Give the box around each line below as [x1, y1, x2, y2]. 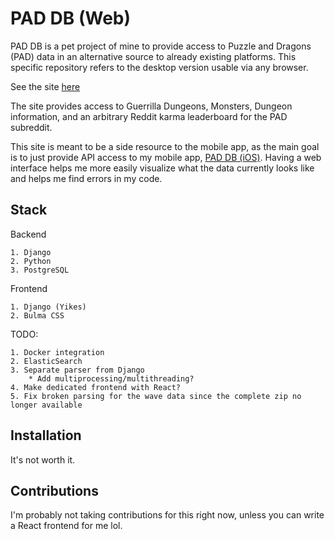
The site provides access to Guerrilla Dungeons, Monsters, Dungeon [10, 100, 293, 112]
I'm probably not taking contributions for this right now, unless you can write [10, 509, 325, 521]
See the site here [10, 80, 81, 92]
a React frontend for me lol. [10, 520, 123, 532]
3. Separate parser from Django [10, 365, 145, 375]
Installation [10, 427, 82, 444]
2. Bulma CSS [10, 310, 65, 321]
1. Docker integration [10, 347, 105, 357]
